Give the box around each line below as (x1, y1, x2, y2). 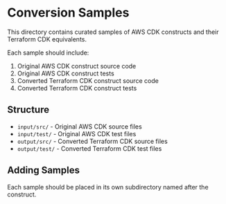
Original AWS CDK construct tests (17, 69, 114, 77)
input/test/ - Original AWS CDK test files (17, 129, 137, 138)
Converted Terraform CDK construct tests (17, 84, 137, 92)
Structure (7, 104, 50, 115)
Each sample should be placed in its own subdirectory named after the (7, 183, 209, 191)
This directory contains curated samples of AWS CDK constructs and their (7, 28, 220, 36)
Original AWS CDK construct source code (17, 62, 137, 70)
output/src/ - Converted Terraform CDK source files (17, 137, 168, 145)
